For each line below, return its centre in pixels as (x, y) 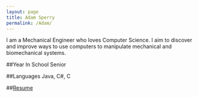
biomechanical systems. (36, 53)
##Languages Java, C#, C (38, 77)
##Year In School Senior (36, 64)
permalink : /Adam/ (29, 23)
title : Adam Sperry (31, 17)
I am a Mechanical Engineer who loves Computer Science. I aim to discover (99, 40)
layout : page (22, 12)
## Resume (19, 88)
